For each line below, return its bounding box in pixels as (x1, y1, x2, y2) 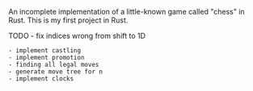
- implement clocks (8, 75, 74, 83)
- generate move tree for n (8, 68, 103, 76)
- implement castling (8, 47, 82, 55)
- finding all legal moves (8, 60, 99, 68)
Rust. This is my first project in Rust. (8, 15, 129, 25)
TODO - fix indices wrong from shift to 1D (8, 31, 146, 40)
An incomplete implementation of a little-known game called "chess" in (8, 7, 245, 16)
